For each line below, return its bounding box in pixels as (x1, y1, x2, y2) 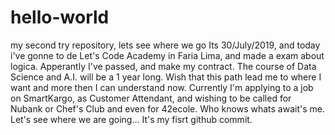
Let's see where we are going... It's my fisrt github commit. (10, 113, 253, 125)
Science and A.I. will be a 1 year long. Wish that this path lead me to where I (10, 71, 322, 83)
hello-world (10, 6, 110, 29)
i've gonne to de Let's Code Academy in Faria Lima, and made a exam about (10, 49, 325, 61)
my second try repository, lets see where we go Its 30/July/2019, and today (10, 39, 321, 51)
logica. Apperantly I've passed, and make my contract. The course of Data (10, 60, 317, 72)
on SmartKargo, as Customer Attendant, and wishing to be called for (10, 92, 292, 104)
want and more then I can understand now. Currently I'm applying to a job (10, 81, 314, 93)
